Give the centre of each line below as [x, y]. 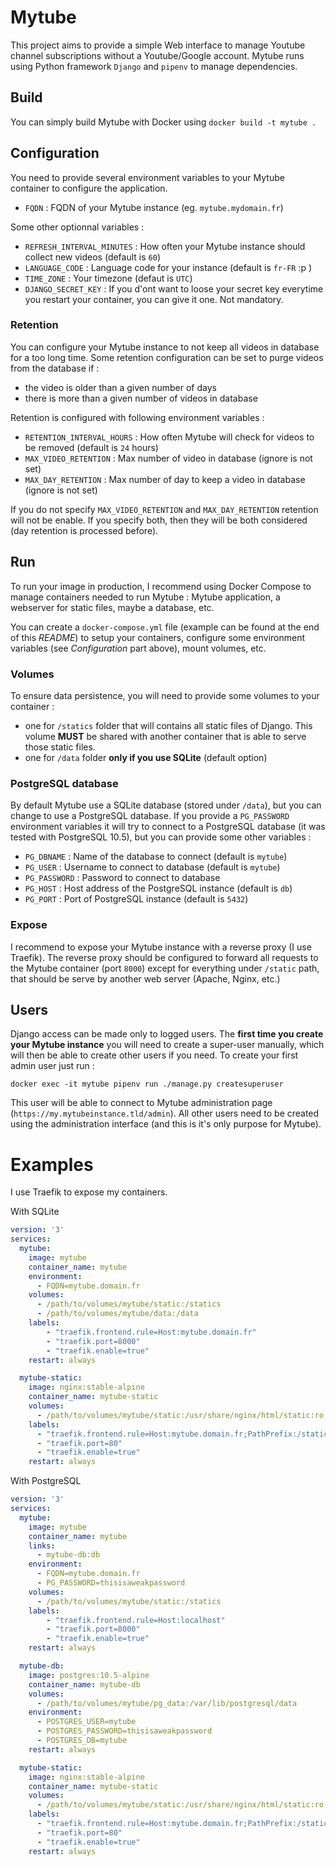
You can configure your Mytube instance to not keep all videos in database [165, 347]
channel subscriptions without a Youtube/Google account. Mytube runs [157, 55]
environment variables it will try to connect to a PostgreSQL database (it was [168, 827]
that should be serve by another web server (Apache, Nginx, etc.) [145, 978]
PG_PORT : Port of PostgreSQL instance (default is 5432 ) [136, 899]
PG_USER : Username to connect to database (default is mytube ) [152, 867]
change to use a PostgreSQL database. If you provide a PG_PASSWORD [150, 816]
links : [42, 1546]
